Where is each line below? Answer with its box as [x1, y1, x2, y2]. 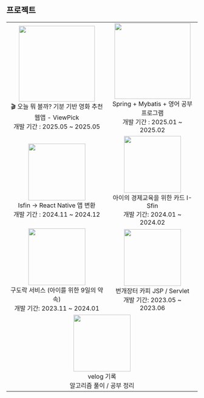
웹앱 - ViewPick [34, 113, 80, 122]
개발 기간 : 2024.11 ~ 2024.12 [13, 210, 100, 219]
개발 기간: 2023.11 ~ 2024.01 [14, 304, 100, 313]
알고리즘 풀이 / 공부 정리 [69, 381, 135, 390]
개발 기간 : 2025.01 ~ [122, 118, 183, 126]
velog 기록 [87, 372, 117, 380]
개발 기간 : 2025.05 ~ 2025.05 [13, 122, 100, 131]
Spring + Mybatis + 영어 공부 [112, 99, 193, 108]
